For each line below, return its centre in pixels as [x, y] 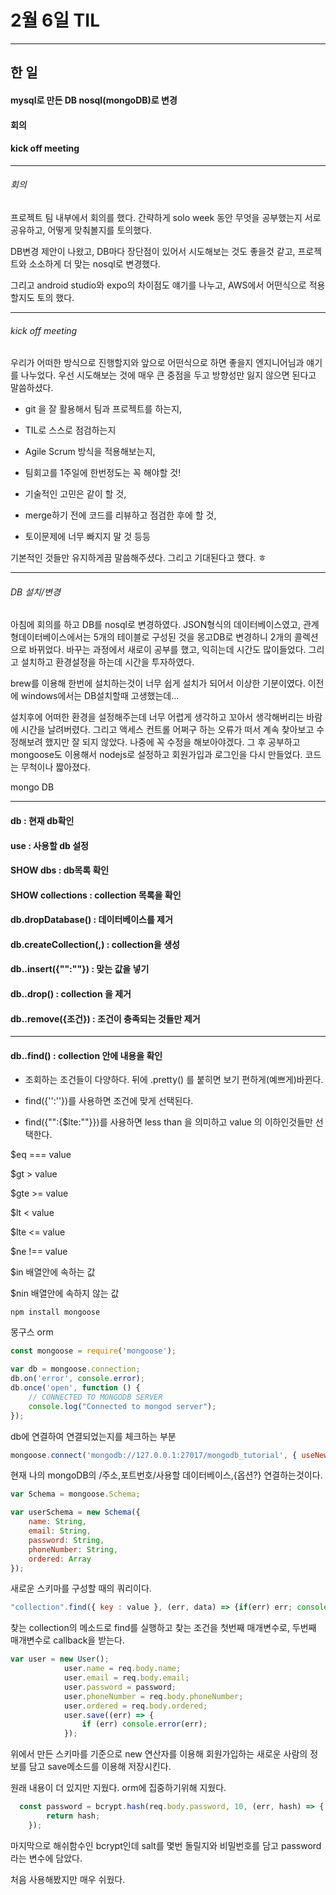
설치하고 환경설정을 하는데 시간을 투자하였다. [107, 662]
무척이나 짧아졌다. [55, 767]
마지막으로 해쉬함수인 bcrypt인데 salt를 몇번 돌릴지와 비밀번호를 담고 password [166, 1845]
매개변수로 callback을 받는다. [67, 1640]
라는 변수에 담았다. [46, 1858]
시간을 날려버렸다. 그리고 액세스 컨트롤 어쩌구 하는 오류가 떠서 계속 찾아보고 [167, 730]
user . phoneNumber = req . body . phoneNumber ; [153, 1696]
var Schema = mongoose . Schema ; [75, 1494]
